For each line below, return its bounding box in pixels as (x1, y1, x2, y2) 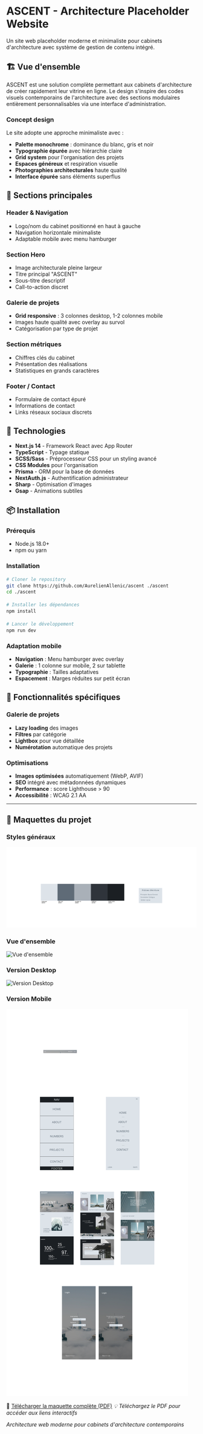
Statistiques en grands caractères (14, 367, 100, 374)
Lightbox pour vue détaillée (14, 737, 85, 744)
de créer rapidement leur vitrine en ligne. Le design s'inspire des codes (6, 87, 184, 94)
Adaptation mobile (6, 641, 62, 650)
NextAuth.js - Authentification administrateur (14, 474, 129, 482)
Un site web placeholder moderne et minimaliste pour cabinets (6, 37, 163, 44)
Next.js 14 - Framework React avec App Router (14, 442, 133, 449)
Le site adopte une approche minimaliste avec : (6, 129, 124, 137)
